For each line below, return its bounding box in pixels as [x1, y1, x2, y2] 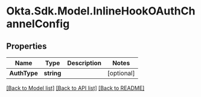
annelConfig [6, 17, 70, 31]
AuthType [9, 69, 38, 77]
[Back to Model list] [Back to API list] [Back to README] [6, 84, 145, 92]
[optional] [107, 69, 135, 77]
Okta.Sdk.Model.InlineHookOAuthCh [6, 4, 196, 18]
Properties [6, 41, 47, 51]
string [43, 69, 62, 77]
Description [67, 59, 101, 67]
